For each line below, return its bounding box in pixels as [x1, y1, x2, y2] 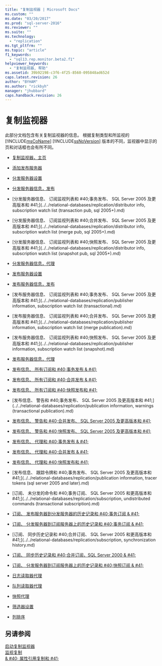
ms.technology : [5, 34, 36, 39]
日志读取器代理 [12, 573, 42, 579]
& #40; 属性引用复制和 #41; [5, 656, 59, 661]
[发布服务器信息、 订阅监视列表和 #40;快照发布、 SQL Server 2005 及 [12, 334, 152, 340]
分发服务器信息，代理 [12, 261, 55, 266]
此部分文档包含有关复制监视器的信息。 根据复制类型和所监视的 [5, 132, 130, 138]
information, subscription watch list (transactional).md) [12, 303, 122, 309]
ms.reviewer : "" [5, 25, 38, 30]
